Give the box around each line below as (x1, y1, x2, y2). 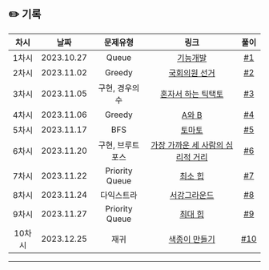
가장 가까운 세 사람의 (151, 139, 224, 151)
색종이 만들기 (168, 233, 215, 244)
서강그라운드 (169, 189, 215, 200)
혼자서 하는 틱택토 (159, 88, 224, 99)
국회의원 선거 (168, 67, 215, 79)
